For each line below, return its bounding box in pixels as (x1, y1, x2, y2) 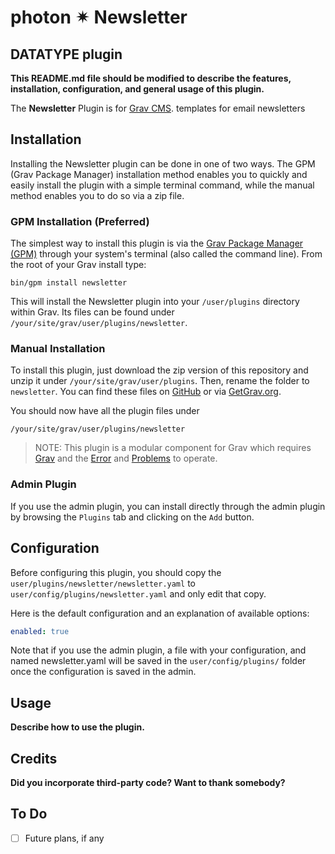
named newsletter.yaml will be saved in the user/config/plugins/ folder (10, 655, 307, 667)
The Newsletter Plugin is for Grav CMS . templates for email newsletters (10, 102, 306, 114)
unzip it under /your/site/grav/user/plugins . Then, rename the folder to (10, 375, 310, 387)
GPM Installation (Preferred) (10, 214, 150, 228)
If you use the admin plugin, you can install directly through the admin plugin (10, 500, 326, 512)
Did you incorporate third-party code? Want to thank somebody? (10, 777, 286, 789)
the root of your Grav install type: (10, 259, 147, 271)
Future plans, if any (24, 832, 105, 844)
